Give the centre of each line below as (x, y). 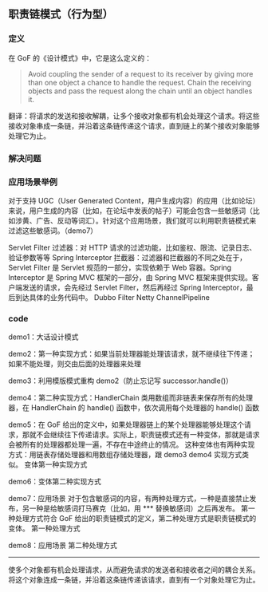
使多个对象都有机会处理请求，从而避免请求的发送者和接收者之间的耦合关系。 (134, 570)
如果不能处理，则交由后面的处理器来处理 (75, 364)
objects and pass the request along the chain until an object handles (140, 91)
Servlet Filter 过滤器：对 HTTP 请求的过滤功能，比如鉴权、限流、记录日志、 (132, 247)
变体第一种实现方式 (55, 464)
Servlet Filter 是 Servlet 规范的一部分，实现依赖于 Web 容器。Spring (120, 267)
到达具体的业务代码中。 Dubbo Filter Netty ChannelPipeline (112, 297)
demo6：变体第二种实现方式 (55, 482)
